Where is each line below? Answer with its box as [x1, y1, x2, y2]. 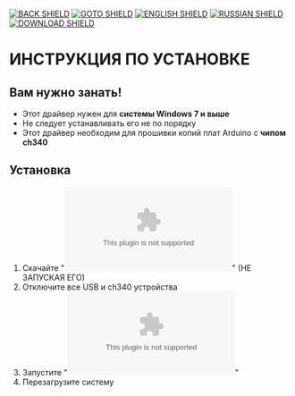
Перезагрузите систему [21, 376, 114, 387]
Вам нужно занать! [9, 85, 122, 100]
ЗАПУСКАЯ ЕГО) [21, 272, 85, 282]
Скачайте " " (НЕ [21, 262, 252, 273]
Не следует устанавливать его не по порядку [21, 118, 197, 129]
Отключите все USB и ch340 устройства [21, 282, 178, 292]
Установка [9, 163, 72, 178]
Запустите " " [21, 367, 240, 377]
